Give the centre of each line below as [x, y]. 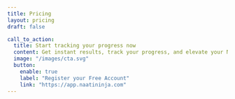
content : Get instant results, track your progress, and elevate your [119, 52]
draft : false [26, 26]
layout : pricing [31, 20]
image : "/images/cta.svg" [51, 59]
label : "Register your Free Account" [75, 78]
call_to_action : [31, 39]
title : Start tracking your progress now [75, 46]
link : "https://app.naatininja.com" [73, 84]
